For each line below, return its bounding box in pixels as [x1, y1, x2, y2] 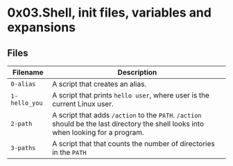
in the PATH [51, 147, 87, 157]
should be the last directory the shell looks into [51, 119, 205, 129]
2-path [10, 120, 33, 127]
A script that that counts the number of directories [51, 139, 215, 148]
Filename [12, 68, 44, 77]
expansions [7, 19, 76, 35]
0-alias [10, 80, 36, 88]
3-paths [10, 144, 36, 151]
